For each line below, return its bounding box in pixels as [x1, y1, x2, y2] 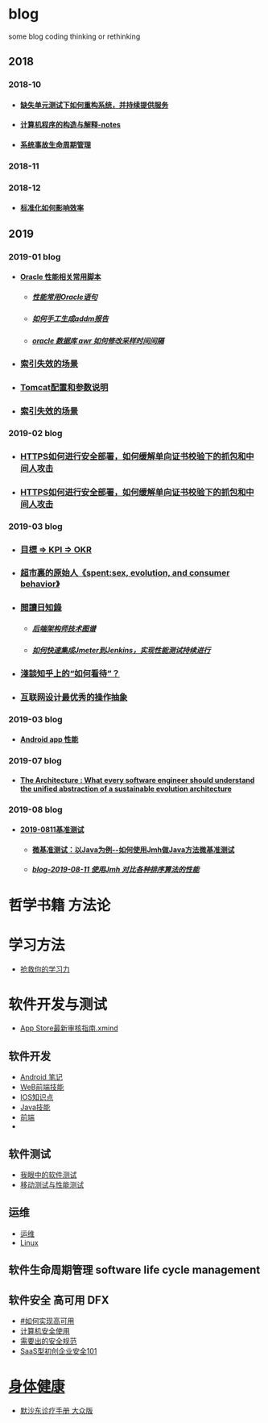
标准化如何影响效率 [19, 203, 85, 213]
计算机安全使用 [19, 1326, 70, 1336]
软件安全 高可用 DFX [8, 1293, 109, 1307]
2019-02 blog [8, 427, 63, 439]
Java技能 [19, 1102, 51, 1113]
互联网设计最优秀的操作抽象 [19, 691, 128, 702]
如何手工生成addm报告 [31, 314, 109, 323]
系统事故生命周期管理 [19, 140, 91, 150]
